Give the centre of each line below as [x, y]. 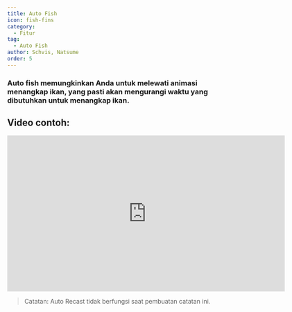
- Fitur [25, 33]
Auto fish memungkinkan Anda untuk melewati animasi [102, 83]
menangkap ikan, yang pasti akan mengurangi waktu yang [108, 92]
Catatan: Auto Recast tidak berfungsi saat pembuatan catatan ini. [117, 302]
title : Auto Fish [32, 14]
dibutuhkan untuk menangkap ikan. [68, 100]
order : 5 [20, 59]
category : [22, 26]
